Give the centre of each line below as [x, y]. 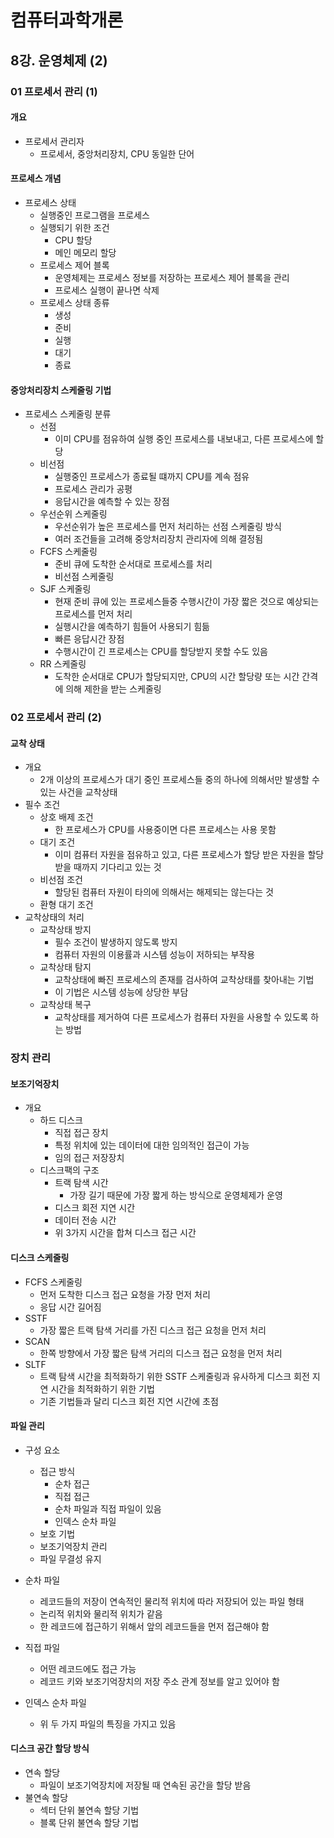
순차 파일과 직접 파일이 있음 [108, 1508]
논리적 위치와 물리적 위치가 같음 [101, 1613]
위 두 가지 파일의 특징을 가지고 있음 [108, 1723]
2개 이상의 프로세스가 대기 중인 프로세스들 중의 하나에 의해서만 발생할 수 [179, 780]
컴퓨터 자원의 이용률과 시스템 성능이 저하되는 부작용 [155, 955]
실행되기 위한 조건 [74, 227]
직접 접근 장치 [81, 1133]
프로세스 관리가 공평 [93, 489]
